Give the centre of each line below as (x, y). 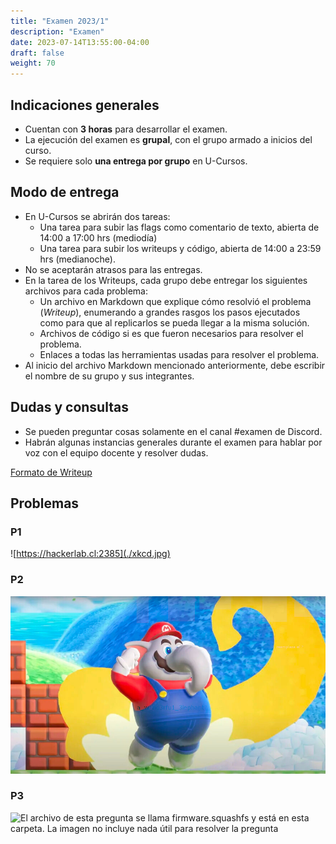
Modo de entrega (65, 192)
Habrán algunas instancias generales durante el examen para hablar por (173, 442)
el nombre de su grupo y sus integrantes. (109, 376)
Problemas (45, 503)
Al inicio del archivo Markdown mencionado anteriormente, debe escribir (175, 365)
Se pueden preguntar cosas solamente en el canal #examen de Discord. (173, 431)
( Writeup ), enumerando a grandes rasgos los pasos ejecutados (170, 312)
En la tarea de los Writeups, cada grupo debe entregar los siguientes (166, 280)
